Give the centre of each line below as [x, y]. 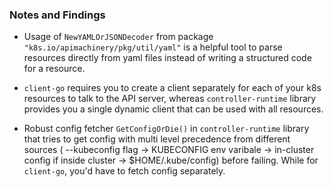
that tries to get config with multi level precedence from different [157, 139]
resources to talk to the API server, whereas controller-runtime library [170, 99]
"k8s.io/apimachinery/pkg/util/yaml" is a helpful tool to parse [153, 47]
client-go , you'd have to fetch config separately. [124, 171]
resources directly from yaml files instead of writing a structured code [167, 58]
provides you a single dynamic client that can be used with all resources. [173, 109]
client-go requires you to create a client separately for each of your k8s [172, 88]
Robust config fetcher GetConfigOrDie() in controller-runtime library [166, 129]
